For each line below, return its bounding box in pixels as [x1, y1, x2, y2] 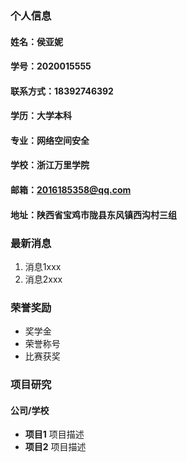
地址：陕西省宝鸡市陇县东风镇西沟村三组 [10, 208, 177, 221]
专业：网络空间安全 [10, 134, 90, 146]
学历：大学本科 [10, 110, 72, 122]
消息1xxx [24, 260, 62, 272]
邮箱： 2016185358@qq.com [10, 184, 132, 196]
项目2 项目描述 [24, 441, 87, 453]
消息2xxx [24, 273, 63, 285]
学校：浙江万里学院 [10, 159, 90, 171]
